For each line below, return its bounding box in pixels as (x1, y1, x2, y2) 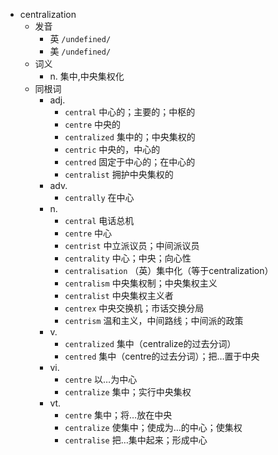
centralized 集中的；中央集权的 (64, 131, 196, 143)
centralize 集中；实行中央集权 (64, 386, 192, 398)
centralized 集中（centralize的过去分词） (64, 338, 237, 349)
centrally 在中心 (64, 192, 135, 203)
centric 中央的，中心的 (64, 144, 161, 155)
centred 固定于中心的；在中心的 (64, 156, 196, 168)
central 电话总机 (64, 215, 135, 226)
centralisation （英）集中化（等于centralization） (64, 265, 274, 276)
